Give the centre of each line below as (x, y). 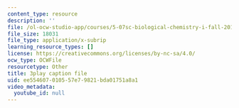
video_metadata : (31, 87)
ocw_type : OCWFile (34, 60)
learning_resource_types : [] (51, 47)
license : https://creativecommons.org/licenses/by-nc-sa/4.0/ (101, 54)
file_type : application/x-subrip (57, 40)
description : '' (31, 21)
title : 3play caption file (47, 73)
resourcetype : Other (38, 67)
